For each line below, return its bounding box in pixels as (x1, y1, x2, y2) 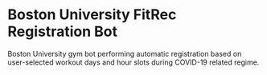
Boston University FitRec (7, 6, 177, 24)
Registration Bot (7, 22, 118, 41)
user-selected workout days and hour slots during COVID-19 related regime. (7, 57, 260, 67)
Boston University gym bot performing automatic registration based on (7, 49, 242, 58)
